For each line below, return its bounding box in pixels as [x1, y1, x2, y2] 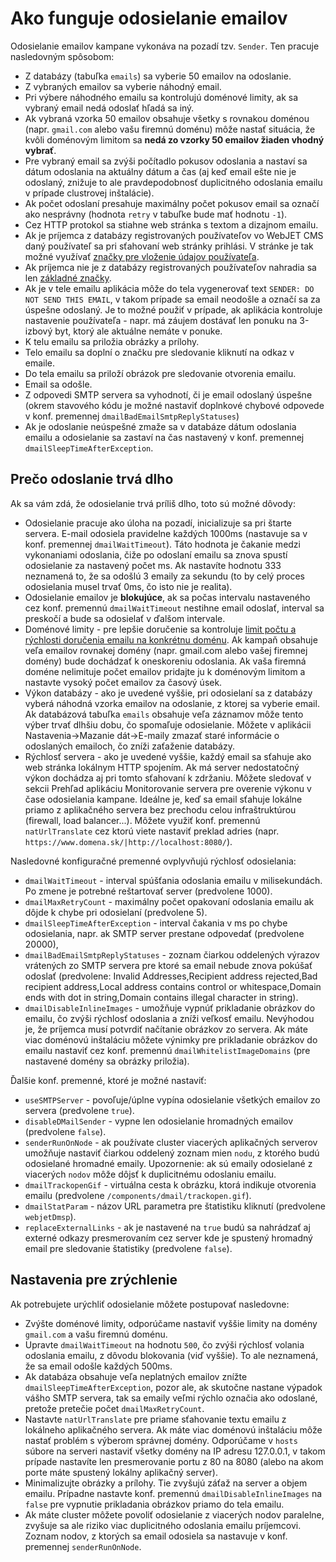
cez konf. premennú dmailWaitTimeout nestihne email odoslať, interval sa [24, 602, 325, 614]
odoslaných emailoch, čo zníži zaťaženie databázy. [24, 740, 235, 752]
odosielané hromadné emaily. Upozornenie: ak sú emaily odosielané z [24, 1157, 313, 1169]
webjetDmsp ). [24, 1210, 77, 1222]
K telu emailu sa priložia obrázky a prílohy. [24, 335, 200, 347]
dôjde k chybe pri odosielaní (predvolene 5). [24, 906, 208, 918]
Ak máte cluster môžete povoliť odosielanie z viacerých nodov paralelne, [24, 1508, 325, 1521]
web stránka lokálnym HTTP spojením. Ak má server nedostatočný [24, 761, 300, 773]
